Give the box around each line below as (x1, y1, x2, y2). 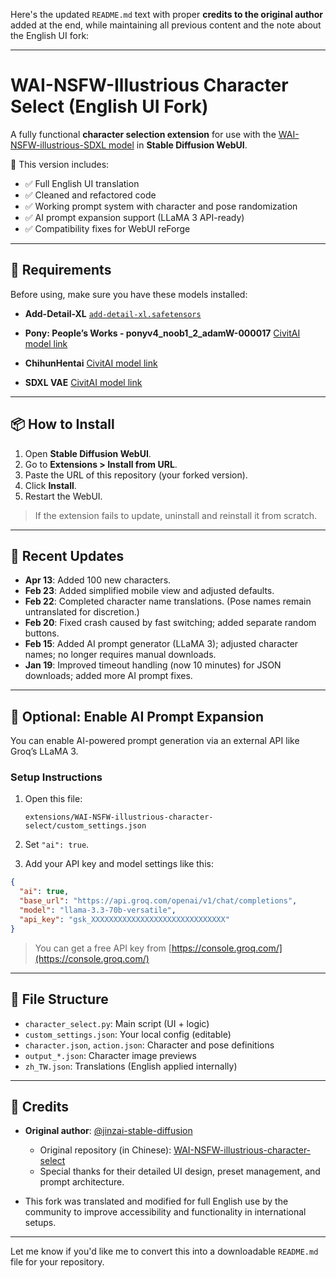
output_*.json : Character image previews (24, 1049, 197, 1061)
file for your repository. (10, 1256, 105, 1268)
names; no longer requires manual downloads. (24, 649, 217, 661)
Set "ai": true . (24, 839, 90, 851)
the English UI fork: (10, 30, 90, 41)
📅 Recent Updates (10, 547, 125, 564)
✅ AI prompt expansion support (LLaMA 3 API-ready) (24, 211, 245, 223)
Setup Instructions (10, 770, 103, 784)
